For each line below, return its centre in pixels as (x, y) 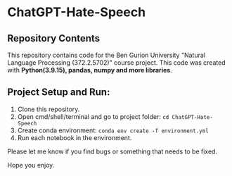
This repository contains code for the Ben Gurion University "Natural (107, 55)
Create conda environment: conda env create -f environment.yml (113, 130)
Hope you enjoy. (31, 165)
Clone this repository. (49, 109)
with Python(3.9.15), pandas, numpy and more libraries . (90, 70)
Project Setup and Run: (59, 92)
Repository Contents (54, 38)
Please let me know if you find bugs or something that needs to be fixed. (112, 151)
